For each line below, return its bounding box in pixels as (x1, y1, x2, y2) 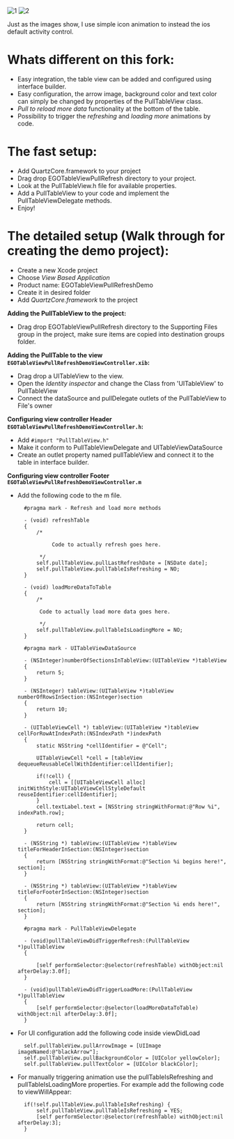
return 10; (36, 706, 68, 713)
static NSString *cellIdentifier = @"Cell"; (36, 742, 168, 749)
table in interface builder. (17, 458, 89, 466)
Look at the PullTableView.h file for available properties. (17, 181, 177, 189)
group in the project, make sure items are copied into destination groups (17, 330, 225, 338)
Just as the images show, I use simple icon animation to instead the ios (7, 20, 210, 28)
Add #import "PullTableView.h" (17, 435, 109, 444)
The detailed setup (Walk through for (7, 228, 225, 244)
